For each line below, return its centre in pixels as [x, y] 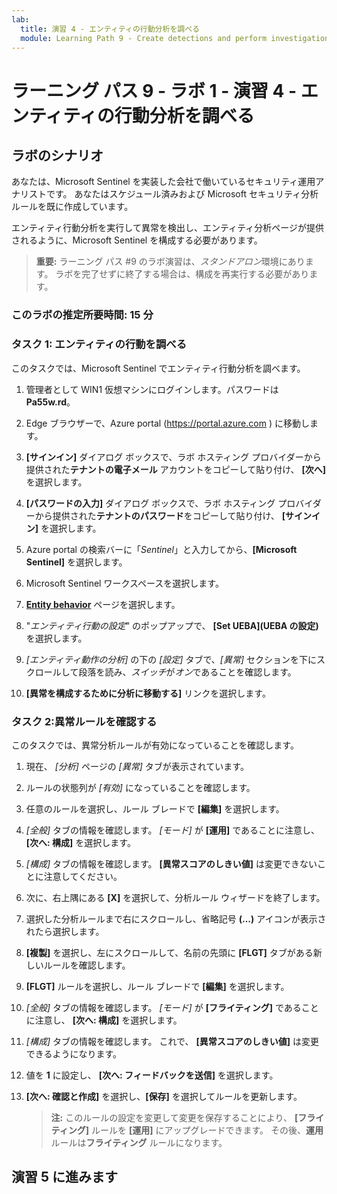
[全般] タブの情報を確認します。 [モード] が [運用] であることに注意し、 [172, 830]
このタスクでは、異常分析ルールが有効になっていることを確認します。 [155, 745]
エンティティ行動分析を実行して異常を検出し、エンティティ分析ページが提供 [167, 228]
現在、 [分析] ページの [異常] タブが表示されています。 [137, 766]
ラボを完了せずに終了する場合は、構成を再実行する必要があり [182, 274]
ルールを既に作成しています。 [72, 207]
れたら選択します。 [65, 931]
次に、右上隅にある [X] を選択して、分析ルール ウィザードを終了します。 [175, 897]
